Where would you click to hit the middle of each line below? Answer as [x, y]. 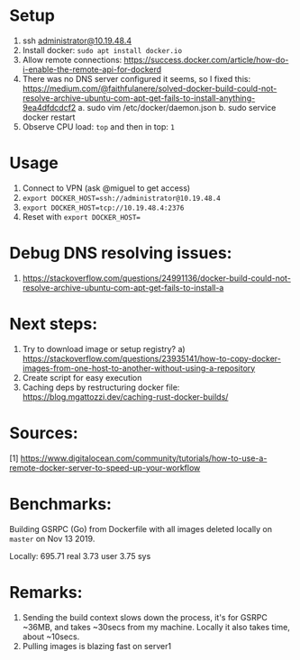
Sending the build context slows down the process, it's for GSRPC [145, 617]
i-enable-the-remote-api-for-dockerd [92, 69]
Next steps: [54, 324]
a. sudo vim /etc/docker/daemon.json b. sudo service [177, 107]
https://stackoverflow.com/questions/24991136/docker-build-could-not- [156, 278]
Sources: [44, 433]
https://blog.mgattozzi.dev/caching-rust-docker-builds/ [125, 396]
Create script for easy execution [82, 377]
